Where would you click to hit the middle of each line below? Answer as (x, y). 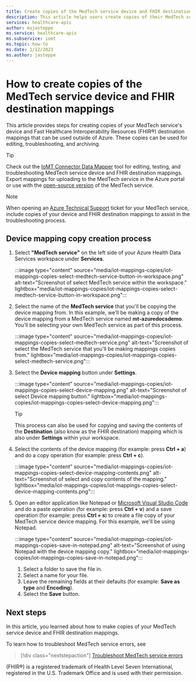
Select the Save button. (51, 594)
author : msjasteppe (30, 28)
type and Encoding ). (48, 588)
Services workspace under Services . (59, 259)
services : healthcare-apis (39, 22)
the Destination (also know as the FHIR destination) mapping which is (98, 431)
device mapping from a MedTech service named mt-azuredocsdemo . (99, 319)
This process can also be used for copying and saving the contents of (98, 426)
